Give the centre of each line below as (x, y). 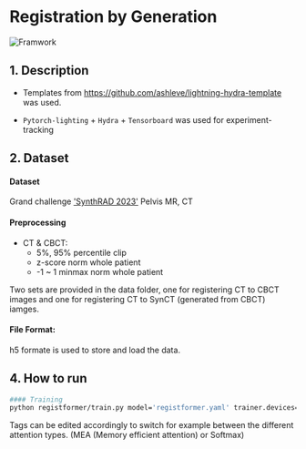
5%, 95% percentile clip (82, 252)
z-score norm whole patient (88, 262)
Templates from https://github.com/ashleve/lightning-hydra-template (152, 92)
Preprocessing (38, 222)
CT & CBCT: (45, 242)
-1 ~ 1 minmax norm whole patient (100, 271)
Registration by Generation (113, 17)
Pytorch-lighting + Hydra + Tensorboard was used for (123, 119)
